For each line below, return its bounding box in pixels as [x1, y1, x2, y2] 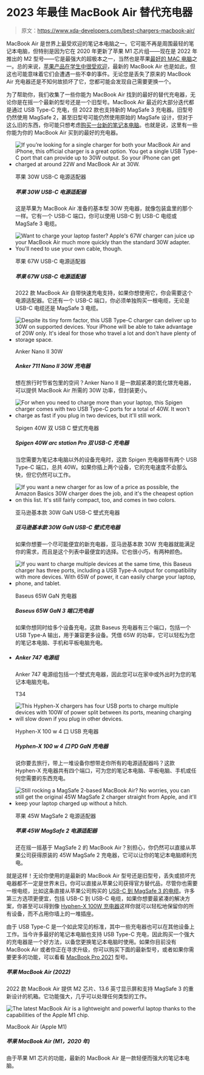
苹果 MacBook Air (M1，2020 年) [6, 1038, 90, 1045]
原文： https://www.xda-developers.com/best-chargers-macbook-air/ [21, 27, 195, 34]
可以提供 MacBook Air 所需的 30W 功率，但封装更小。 [15, 386, 151, 393]
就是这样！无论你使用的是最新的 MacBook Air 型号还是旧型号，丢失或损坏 [6, 872, 191, 879]
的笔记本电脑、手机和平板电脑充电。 [15, 639, 106, 646]
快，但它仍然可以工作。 [15, 471, 74, 478]
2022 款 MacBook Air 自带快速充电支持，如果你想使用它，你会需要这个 [15, 289, 193, 296]
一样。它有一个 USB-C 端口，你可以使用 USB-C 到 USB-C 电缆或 [15, 212, 177, 219]
